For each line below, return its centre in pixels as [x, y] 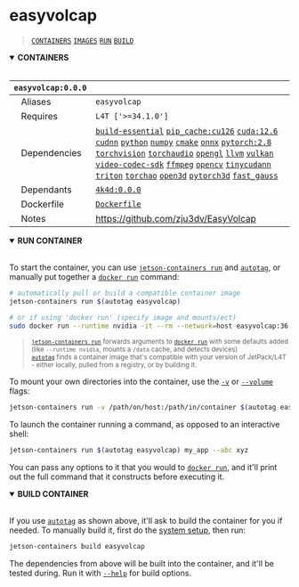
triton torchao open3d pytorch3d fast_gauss [186, 175]
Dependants [47, 190]
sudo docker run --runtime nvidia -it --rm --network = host [121, 326]
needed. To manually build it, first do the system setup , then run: [128, 530]
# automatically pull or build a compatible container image [125, 293]
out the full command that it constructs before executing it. [117, 477]
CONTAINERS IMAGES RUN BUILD [82, 41]
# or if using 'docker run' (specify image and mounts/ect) [123, 317]
